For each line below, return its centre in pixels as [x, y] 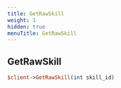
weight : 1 [22, 20]
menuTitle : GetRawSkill [42, 33]
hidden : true [26, 27]
